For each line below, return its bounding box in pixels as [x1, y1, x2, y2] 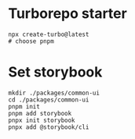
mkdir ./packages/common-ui [8, 89, 100, 97]
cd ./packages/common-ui [8, 95, 89, 104]
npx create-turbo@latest [8, 30, 89, 38]
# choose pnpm [8, 37, 55, 45]
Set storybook [8, 63, 103, 81]
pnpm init [8, 102, 41, 110]
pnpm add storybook [8, 109, 72, 117]
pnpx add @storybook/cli [8, 123, 89, 131]
